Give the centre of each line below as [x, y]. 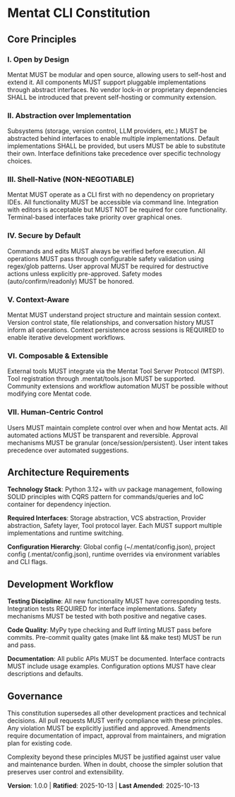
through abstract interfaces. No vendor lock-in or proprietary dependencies [117, 89]
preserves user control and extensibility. [66, 772]
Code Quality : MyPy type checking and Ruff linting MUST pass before [109, 630]
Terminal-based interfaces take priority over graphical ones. [95, 217]
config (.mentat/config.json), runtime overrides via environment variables [114, 554]
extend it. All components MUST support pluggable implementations [107, 82]
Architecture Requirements [68, 472]
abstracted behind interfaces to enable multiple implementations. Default [113, 139]
